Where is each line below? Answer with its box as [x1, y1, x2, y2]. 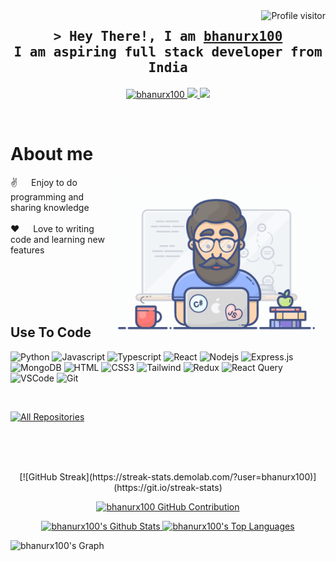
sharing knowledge [10, 201, 90, 213]
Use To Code [10, 324, 92, 341]
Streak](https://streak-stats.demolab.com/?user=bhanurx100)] [59, 470, 317, 483]
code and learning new [10, 233, 105, 245]
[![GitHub [19, 470, 58, 483]
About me [10, 143, 94, 166]
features [10, 244, 45, 256]
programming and [10, 190, 85, 203]
